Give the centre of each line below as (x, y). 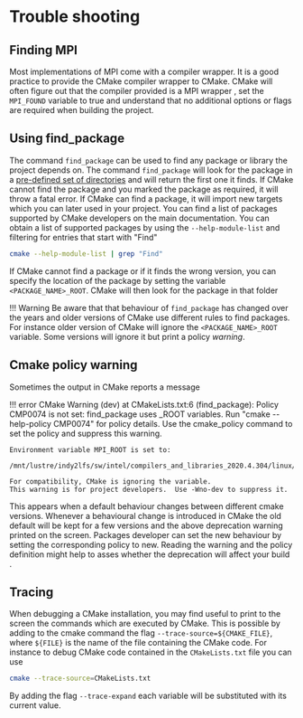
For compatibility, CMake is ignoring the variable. (110, 481)
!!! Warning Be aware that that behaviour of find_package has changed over (149, 307)
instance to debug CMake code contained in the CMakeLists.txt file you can (151, 652)
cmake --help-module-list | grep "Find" (87, 254)
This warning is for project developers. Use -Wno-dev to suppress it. (149, 489)
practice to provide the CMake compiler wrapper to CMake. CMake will (141, 81)
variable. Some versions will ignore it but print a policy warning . (127, 336)
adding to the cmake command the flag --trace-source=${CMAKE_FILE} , (141, 633)
